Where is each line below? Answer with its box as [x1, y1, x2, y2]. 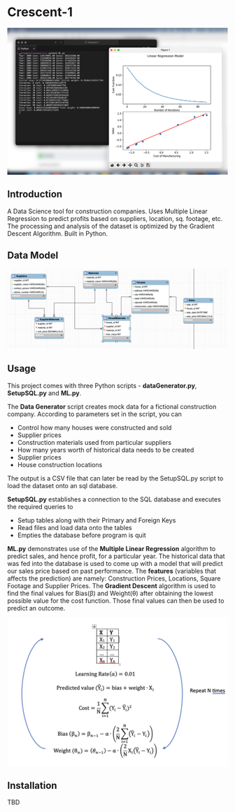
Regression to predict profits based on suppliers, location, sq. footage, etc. [7, 214, 223, 222]
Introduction [7, 188, 63, 200]
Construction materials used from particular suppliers [17, 438, 172, 446]
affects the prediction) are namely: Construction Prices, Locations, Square [7, 574, 221, 583]
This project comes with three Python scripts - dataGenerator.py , [7, 381, 197, 390]
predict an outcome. [7, 604, 66, 612]
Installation [7, 779, 57, 791]
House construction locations [17, 460, 103, 469]
